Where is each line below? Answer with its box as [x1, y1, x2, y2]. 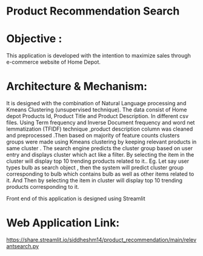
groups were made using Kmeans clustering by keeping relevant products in [6, 138, 197, 146]
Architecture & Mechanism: [6, 80, 147, 93]
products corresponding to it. [6, 183, 79, 191]
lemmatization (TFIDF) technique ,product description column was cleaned [6, 125, 193, 133]
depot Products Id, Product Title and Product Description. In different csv [6, 113, 189, 120]
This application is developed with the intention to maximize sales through [6, 52, 191, 59]
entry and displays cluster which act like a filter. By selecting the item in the [6, 151, 195, 159]
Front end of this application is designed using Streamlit [6, 195, 145, 202]
